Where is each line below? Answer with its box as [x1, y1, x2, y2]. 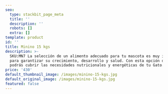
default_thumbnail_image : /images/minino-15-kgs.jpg [5, 72, 117, 77]
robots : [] [9, 26, 32, 31]
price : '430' [5, 68, 32, 73]
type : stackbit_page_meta [9, 12, 64, 17]
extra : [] [9, 30, 30, 35]
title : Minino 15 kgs [5, 44, 50, 49]
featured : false [5, 81, 39, 86]
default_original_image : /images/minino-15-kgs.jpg [5, 77, 115, 82]
